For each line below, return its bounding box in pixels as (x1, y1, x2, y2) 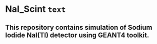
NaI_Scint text (5, 3, 66, 15)
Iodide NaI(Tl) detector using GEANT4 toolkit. (5, 31, 149, 39)
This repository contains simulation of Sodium (5, 23, 152, 32)
